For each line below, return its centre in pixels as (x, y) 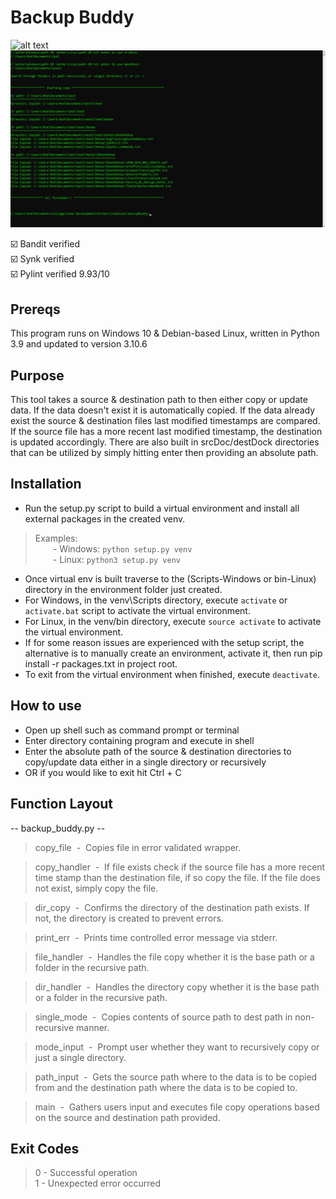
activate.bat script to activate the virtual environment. (137, 610)
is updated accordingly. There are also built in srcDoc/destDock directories (165, 442)
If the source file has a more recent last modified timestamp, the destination (166, 432)
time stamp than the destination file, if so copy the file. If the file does (177, 877)
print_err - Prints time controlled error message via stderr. (156, 937)
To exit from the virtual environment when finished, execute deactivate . (172, 674)
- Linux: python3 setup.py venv (116, 559)
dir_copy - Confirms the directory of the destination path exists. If (172, 907)
